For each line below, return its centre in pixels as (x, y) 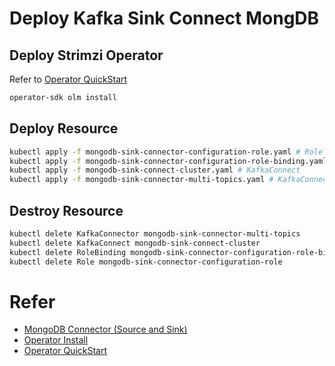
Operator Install (56, 340)
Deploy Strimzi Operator (86, 55)
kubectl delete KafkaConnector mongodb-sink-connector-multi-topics (155, 234)
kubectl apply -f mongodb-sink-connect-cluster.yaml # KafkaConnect (155, 170)
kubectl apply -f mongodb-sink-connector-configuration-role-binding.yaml (168, 161)
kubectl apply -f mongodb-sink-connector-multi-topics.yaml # (141, 180)
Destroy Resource (66, 210)
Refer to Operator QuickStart (68, 79)
